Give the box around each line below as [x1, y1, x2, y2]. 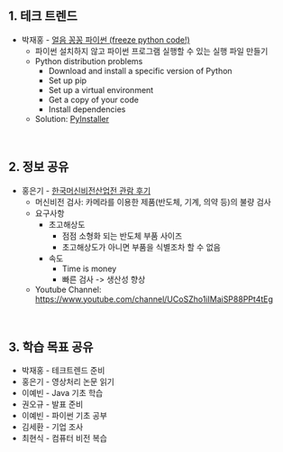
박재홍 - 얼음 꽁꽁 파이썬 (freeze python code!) [21, 34, 190, 45]
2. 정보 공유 [8, 159, 69, 174]
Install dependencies [48, 103, 126, 115]
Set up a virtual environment [48, 84, 154, 95]
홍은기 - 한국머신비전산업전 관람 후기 [21, 184, 151, 196]
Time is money [61, 263, 117, 274]
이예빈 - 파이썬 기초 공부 [21, 410, 107, 421]
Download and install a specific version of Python [48, 65, 233, 76]
